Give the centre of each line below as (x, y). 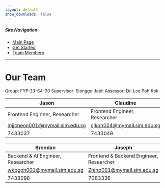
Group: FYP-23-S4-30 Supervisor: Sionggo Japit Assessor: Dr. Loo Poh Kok (82, 91)
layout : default (22, 10)
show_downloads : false (28, 14)
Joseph (124, 148)
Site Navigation (21, 30)
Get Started (24, 48)
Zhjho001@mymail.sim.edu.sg (123, 170)
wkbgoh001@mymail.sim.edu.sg (45, 170)
